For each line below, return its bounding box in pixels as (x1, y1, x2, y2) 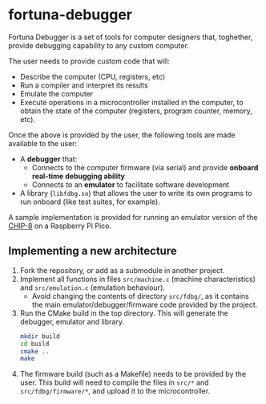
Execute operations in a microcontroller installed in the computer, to (19, 97, 244, 107)
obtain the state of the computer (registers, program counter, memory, (19, 106, 252, 116)
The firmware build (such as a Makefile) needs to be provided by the (19, 369, 247, 379)
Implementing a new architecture (8, 244, 178, 258)
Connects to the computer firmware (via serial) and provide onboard (31, 162, 259, 172)
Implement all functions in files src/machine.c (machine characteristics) (19, 274, 256, 284)
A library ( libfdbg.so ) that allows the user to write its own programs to (19, 188, 252, 198)
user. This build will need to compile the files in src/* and (19, 377, 210, 387)
